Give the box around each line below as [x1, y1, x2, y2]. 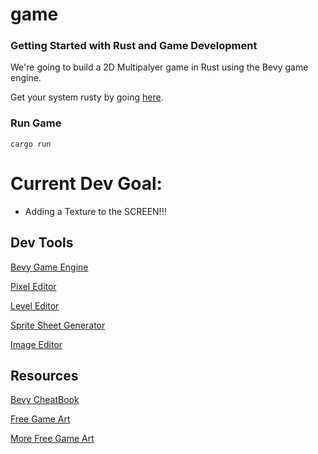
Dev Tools [10, 234, 74, 252]
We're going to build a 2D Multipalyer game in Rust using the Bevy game [10, 61, 309, 73]
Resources [10, 367, 79, 384]
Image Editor [10, 338, 63, 350]
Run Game [10, 116, 62, 130]
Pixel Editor [10, 280, 57, 292]
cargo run [10, 139, 52, 149]
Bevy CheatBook [10, 394, 80, 406]
